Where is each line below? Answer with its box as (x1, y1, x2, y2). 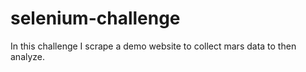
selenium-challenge (10, 7, 181, 30)
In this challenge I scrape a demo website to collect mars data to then (10, 40, 297, 52)
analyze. (10, 50, 46, 62)
